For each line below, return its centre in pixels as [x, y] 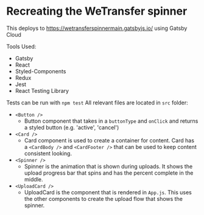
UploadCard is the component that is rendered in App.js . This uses [108, 192]
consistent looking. [48, 153]
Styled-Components [40, 71]
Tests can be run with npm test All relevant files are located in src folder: [97, 103]
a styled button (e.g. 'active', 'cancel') [72, 127]
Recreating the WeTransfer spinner [97, 11]
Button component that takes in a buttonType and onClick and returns [111, 121]
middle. [33, 179]
